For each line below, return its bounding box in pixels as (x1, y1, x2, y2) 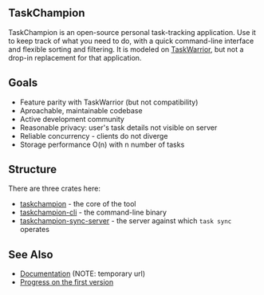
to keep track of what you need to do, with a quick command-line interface (8, 36, 254, 45)
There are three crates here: (8, 183, 101, 194)
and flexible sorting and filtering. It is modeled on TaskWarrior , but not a (8, 44, 244, 54)
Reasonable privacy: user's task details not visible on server (19, 123, 218, 132)
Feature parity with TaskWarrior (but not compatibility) (19, 97, 199, 107)
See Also (8, 247, 53, 262)
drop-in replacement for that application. (8, 53, 142, 62)
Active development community (19, 114, 125, 124)
